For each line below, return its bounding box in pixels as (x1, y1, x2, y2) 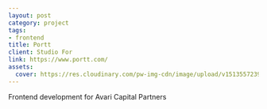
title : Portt (8, 41, 52, 49)
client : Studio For (8, 48, 73, 56)
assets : (8, 63, 34, 71)
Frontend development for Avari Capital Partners (8, 92, 167, 101)
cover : (15, 70, 37, 78)
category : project (8, 19, 69, 27)
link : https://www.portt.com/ (8, 56, 109, 64)
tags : (8, 26, 26, 34)
